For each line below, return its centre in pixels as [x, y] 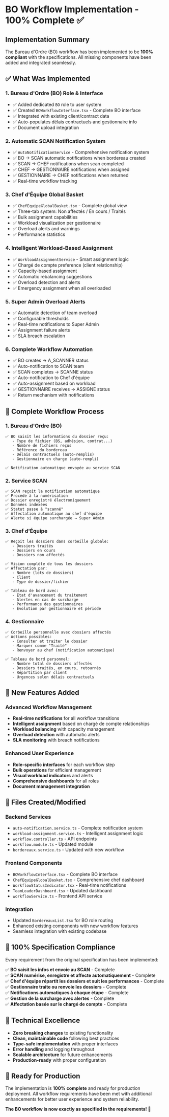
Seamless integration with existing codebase [60, 931]
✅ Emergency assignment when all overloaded [62, 288]
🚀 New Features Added [42, 693]
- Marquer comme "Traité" [39, 646]
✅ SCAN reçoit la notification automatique [53, 491]
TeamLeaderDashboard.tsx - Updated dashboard [62, 890]
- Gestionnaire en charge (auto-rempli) [55, 459]
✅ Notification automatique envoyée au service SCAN [63, 468]
